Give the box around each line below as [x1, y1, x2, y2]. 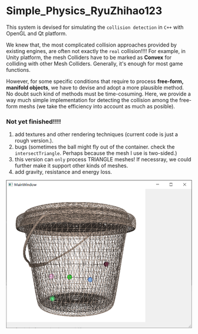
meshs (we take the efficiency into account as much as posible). [18, 102, 176, 110]
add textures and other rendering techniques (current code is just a [14, 131, 179, 138]
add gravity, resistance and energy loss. [14, 168, 113, 176]
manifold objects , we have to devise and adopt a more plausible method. [6, 84, 184, 91]
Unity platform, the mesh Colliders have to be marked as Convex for [6, 54, 172, 61]
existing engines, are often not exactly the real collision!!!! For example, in [6, 47, 186, 54]
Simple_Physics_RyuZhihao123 [6, 4, 163, 18]
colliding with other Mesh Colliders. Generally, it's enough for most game [6, 60, 183, 67]
